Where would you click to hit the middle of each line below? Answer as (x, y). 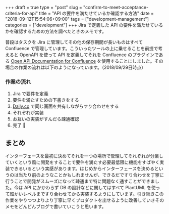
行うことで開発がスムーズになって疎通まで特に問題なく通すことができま (80, 181)
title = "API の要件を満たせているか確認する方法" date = (96, 13)
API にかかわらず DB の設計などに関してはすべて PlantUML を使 (90, 188)
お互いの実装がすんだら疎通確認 (46, 119)
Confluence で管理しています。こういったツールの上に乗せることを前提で (82, 48)
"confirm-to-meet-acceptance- (116, 7)
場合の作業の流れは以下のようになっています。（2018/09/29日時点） (76, 67)
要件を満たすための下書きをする (46, 100)
